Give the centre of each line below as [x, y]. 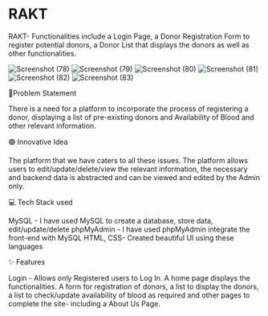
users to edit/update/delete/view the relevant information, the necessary [128, 169]
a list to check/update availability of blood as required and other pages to [129, 295]
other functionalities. [43, 53]
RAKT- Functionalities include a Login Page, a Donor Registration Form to [129, 36]
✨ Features [27, 261]
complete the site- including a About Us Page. [84, 303]
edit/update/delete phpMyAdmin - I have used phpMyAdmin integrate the [129, 229]
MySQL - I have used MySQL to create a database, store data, [111, 220]
